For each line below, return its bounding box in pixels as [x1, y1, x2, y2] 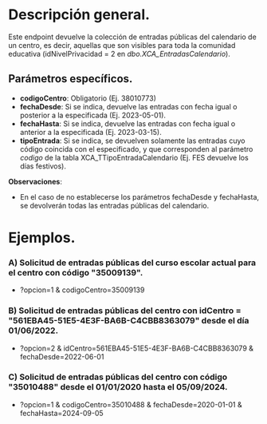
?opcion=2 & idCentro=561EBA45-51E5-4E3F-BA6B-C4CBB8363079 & [19, 343, 253, 353]
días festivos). [19, 161, 66, 171]
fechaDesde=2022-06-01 [19, 351, 104, 361]
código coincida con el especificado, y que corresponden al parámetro [19, 144, 253, 153]
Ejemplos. [8, 228, 76, 247]
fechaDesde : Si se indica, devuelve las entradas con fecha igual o [19, 101, 238, 111]
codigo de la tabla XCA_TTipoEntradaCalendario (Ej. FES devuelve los [19, 153, 249, 162]
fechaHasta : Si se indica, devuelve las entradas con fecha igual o [19, 118, 236, 129]
